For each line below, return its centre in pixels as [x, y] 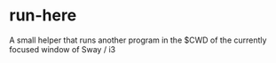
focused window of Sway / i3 [63, 49]
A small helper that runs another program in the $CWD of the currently [138, 40]
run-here [43, 16]
